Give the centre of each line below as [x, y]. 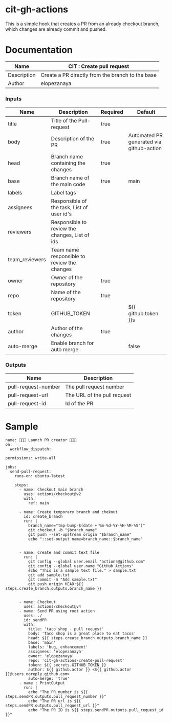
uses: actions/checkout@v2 [52, 494]
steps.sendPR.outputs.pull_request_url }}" [52, 706]
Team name [65, 250]
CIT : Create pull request [99, 66]
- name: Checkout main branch [51, 490]
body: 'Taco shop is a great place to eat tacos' [82, 634]
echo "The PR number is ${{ [58, 692]
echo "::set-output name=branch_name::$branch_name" [85, 539]
